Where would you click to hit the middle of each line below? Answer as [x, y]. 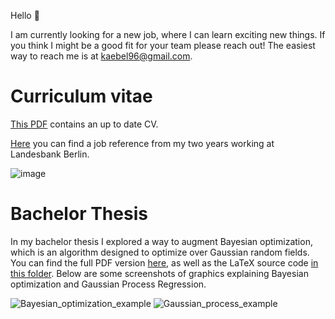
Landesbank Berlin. [50, 154]
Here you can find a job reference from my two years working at [142, 143]
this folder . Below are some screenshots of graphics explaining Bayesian [159, 273]
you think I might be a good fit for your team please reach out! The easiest [163, 45]
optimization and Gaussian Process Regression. [108, 284]
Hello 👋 [25, 15]
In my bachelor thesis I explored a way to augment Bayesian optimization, [161, 241]
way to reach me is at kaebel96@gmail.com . [101, 56]
